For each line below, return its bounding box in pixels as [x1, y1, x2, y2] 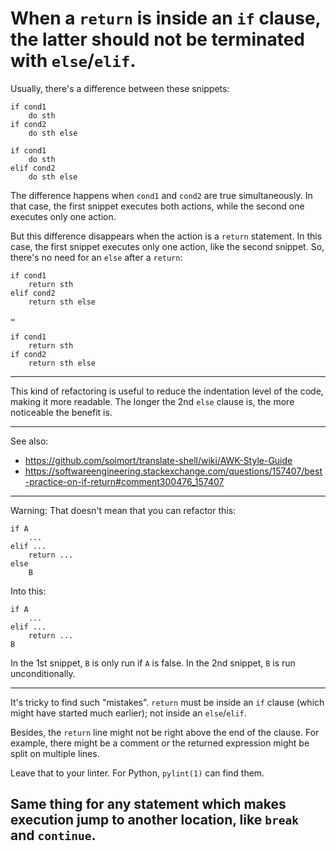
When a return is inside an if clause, [10, 7, 322, 30]
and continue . [10, 827, 97, 844]
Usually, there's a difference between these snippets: [10, 82, 230, 94]
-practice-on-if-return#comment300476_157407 [24, 475, 225, 487]
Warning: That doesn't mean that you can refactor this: [10, 504, 237, 516]
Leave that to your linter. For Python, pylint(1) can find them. [10, 767, 265, 779]
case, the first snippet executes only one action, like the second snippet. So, [10, 240, 325, 252]
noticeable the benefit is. [10, 406, 113, 418]
